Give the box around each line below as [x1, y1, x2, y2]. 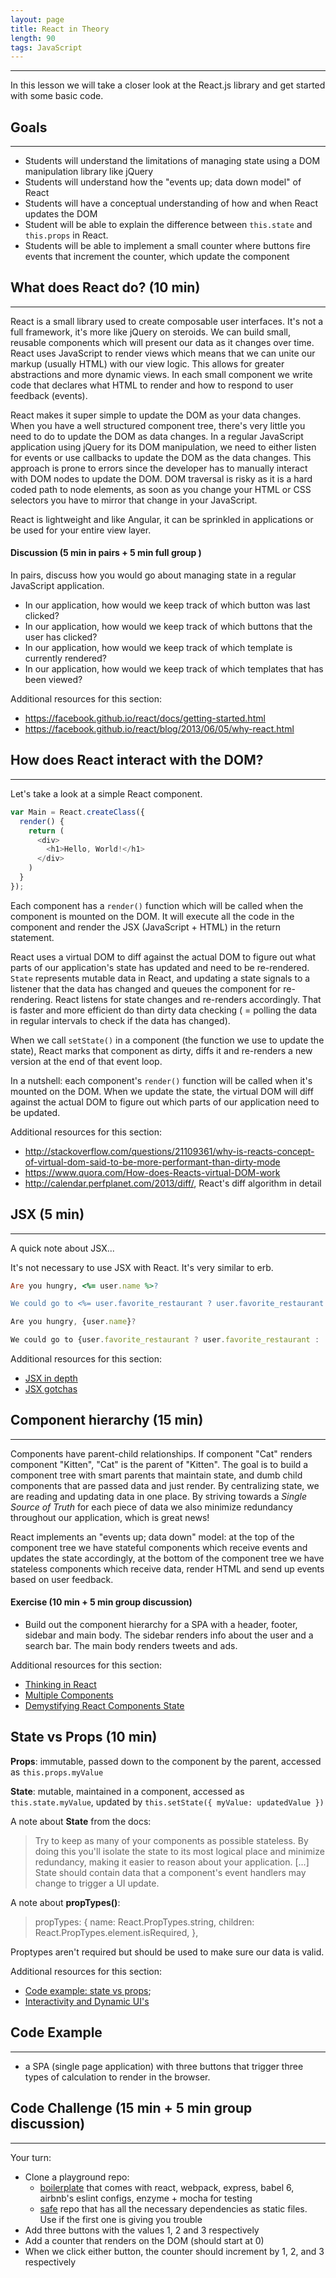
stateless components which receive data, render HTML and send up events [10, 1562, 325, 1575]
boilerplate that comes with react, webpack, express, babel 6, [39, 2181, 295, 2193]
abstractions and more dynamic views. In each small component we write [10, 368, 313, 380]
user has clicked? [24, 631, 98, 643]
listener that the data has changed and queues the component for [10, 982, 282, 995]
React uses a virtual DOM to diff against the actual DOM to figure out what [10, 951, 316, 963]
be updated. [10, 1106, 61, 1118]
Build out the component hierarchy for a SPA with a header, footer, [24, 1619, 298, 1631]
